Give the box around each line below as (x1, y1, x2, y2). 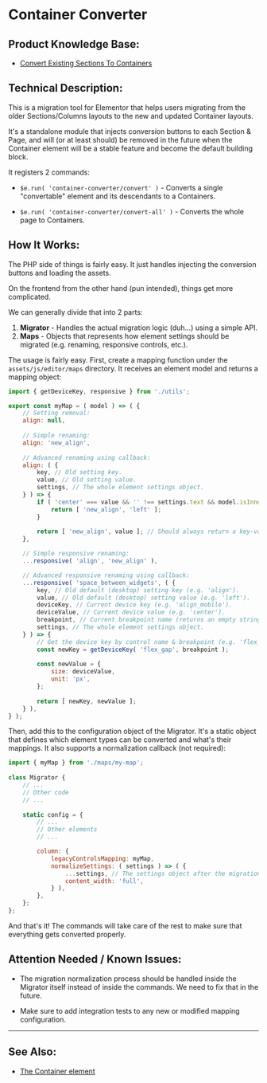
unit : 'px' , (50, 675, 91, 683)
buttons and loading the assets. (8, 268, 111, 277)
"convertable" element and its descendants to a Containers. (19, 191, 216, 201)
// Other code (22, 788, 69, 796)
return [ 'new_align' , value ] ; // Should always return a (37, 528, 237, 536)
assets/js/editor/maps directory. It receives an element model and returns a (8, 363, 258, 373)
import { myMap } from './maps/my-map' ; (8, 759, 145, 767)
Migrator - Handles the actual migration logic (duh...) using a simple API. (19, 323, 258, 332)
